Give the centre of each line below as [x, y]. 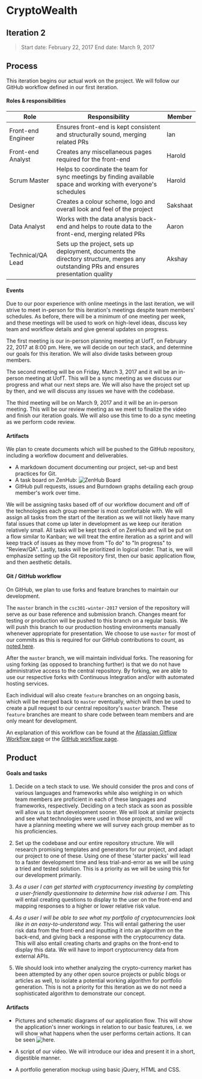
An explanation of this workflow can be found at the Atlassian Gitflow [92, 732]
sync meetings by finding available [105, 177]
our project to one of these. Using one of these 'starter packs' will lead [103, 856]
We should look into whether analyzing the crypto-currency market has [103, 968]
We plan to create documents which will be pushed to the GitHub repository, [101, 449]
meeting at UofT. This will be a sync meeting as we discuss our [103, 378]
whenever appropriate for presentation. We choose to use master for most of [101, 633]
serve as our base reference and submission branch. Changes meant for [96, 614]
